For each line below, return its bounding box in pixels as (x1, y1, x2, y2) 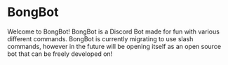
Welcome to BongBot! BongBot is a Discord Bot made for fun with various (7, 27, 220, 36)
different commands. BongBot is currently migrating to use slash (7, 34, 194, 43)
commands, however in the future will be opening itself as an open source (7, 42, 222, 50)
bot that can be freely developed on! (7, 50, 113, 58)
